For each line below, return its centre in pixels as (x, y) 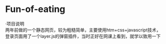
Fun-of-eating (35, 9)
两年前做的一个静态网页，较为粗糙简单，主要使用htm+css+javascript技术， (83, 30)
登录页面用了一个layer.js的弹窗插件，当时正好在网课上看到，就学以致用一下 (83, 36)
